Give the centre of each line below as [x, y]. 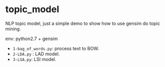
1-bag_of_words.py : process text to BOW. [56, 48]
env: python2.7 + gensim [32, 39]
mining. [13, 28]
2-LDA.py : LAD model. [36, 54]
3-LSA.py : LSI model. [34, 59]
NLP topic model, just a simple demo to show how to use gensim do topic [83, 23]
